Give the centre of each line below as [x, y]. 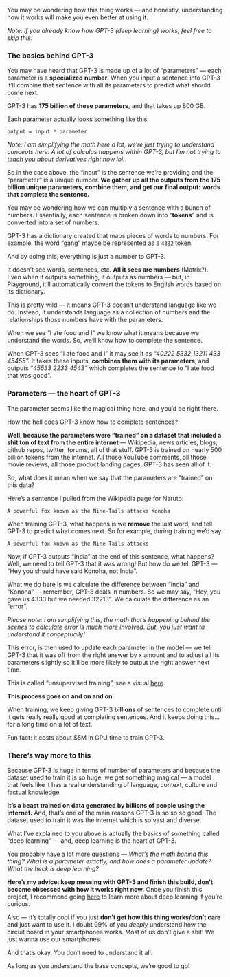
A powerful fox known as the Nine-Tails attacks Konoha [89, 511]
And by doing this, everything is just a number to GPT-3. [87, 257]
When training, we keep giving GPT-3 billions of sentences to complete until [115, 709]
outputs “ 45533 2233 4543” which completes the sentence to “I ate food [111, 368]
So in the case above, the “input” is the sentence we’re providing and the [110, 173]
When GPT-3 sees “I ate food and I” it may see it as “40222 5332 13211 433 [114, 354]
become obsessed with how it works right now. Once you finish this [105, 889]
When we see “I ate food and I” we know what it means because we [103, 333]
